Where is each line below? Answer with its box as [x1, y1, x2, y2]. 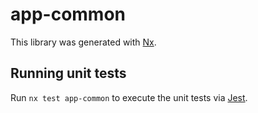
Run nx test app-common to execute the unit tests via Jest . [10, 91, 248, 103]
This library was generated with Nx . [10, 36, 157, 48]
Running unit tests [10, 65, 127, 82]
